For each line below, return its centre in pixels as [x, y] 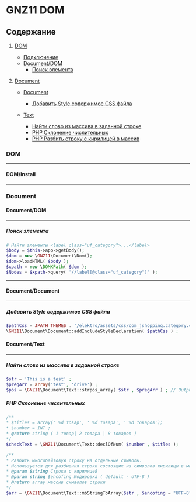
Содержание [31, 32]
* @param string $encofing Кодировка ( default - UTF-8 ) [78, 477]
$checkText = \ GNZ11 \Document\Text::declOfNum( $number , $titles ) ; [92, 444]
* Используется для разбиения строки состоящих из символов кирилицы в [95, 466]
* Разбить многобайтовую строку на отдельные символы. [74, 460]
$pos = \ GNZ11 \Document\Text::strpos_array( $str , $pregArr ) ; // [91, 390]
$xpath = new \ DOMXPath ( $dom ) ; [47, 267]
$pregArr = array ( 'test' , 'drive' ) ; [52, 384]
